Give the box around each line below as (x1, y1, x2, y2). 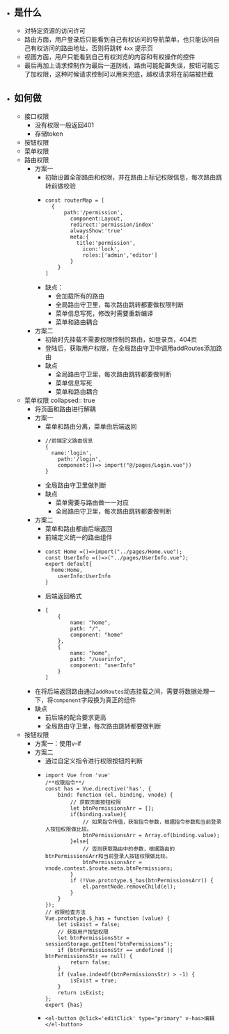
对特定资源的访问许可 (24, 26, 86, 35)
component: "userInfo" (70, 662, 136, 669)
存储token (34, 129, 64, 138)
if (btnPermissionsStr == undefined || (57, 946, 173, 953)
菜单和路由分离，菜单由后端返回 (45, 422, 137, 430)
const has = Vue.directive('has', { (45, 785, 152, 792)
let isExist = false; (57, 921, 120, 928)
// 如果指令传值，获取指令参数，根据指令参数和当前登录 (82, 818, 221, 825)
